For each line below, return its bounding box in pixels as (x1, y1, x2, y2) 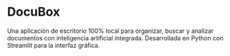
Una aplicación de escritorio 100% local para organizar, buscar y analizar (7, 27, 214, 35)
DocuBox (7, 4, 60, 20)
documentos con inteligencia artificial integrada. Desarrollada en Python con (7, 33, 224, 42)
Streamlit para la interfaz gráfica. (7, 41, 100, 49)
